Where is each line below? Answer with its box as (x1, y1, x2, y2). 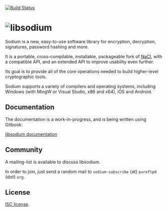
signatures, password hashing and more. (5, 44, 89, 50)
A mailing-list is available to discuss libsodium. (5, 159, 101, 165)
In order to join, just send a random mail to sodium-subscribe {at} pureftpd (5, 168, 157, 174)
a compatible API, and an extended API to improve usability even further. (5, 59, 155, 65)
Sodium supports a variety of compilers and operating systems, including (5, 83, 156, 89)
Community (5, 146, 43, 154)
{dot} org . (5, 174, 25, 180)
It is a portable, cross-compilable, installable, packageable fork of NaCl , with (5, 53, 163, 59)
